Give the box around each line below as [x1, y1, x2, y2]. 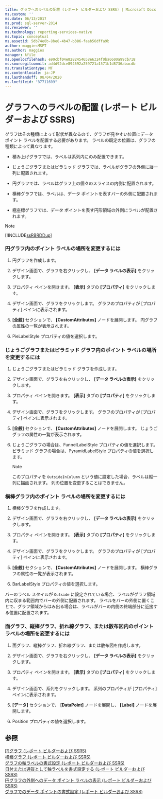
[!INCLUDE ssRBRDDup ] [5, 232, 52, 238]
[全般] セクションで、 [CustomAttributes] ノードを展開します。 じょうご [12, 426, 158, 431]
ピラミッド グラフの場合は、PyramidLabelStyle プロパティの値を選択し [12, 448, 154, 454]
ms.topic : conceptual [5, 35, 49, 39]
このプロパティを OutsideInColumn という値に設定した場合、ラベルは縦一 [12, 474, 158, 479]
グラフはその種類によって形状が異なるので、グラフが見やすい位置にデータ [5, 131, 154, 137]
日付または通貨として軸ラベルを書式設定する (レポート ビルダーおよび [5, 766, 145, 772]
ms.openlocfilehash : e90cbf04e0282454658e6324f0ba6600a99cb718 [5, 57, 136, 62]
